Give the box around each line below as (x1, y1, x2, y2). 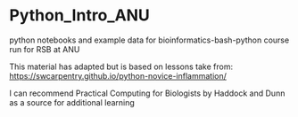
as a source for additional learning (9, 97, 136, 107)
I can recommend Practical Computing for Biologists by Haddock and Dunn (9, 88, 286, 98)
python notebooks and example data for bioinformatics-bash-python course (9, 35, 290, 45)
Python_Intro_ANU (9, 5, 150, 26)
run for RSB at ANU (9, 43, 80, 54)
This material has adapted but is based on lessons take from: (9, 61, 234, 72)
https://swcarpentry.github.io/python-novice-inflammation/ (9, 70, 228, 81)
